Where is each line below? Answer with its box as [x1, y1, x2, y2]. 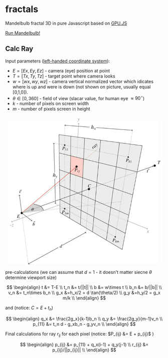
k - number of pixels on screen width [12, 101, 89, 107]
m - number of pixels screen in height [12, 106, 90, 112]
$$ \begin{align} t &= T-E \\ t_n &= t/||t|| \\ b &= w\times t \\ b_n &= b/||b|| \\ [7, 284, 162, 290]
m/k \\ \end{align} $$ [62, 295, 106, 301]
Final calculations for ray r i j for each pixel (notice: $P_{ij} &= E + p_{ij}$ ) [5, 331, 154, 338]
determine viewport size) [5, 274, 57, 280]
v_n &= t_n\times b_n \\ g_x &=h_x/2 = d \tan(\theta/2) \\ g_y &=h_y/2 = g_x [8, 290, 160, 296]
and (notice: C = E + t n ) [5, 305, 54, 312]
